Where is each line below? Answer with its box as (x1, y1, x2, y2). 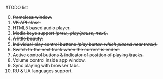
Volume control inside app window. (12, 57, 86, 63)
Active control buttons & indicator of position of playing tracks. (12, 52, 144, 58)
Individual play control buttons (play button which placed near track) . (12, 41, 158, 47)
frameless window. (12, 14, 52, 20)
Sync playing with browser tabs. (12, 63, 80, 68)
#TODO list (5, 5, 28, 10)
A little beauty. (12, 35, 43, 42)
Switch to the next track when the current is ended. (12, 47, 120, 52)
